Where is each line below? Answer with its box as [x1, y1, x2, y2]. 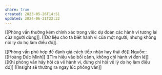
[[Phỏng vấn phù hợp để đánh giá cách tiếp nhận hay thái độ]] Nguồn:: [5, 49, 147, 55]
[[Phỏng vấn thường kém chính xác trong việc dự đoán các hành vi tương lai [5, 30, 158, 35]
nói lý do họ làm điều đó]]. [5, 40, 58, 45]
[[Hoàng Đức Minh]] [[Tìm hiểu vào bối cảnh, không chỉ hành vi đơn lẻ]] [5, 54, 149, 60]
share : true [5, 7, 29, 12]
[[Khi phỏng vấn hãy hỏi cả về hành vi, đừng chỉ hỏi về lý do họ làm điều [5, 59, 150, 65]
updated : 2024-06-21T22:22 [5, 16, 60, 21]
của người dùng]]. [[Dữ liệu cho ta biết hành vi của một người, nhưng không [5, 34, 157, 40]
